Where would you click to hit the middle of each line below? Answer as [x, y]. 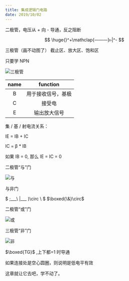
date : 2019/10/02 [23, 15]
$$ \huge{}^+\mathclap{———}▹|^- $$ [84, 40]
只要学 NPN [17, 61]
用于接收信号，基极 [49, 94]
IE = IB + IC [17, 136]
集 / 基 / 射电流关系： [27, 126]
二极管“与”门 [18, 167]
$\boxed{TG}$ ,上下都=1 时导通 [38, 252]
